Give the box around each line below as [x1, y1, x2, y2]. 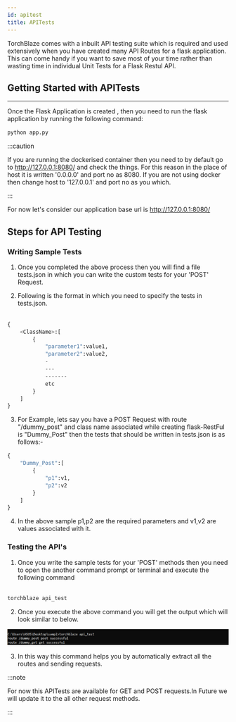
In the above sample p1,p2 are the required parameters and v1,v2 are [17, 517, 216, 525]
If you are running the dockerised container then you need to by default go [7, 156, 223, 164]
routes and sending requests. [17, 659, 103, 668]
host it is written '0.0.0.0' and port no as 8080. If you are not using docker [7, 170, 221, 179]
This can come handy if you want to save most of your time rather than [7, 54, 213, 63]
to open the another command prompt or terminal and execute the [17, 566, 209, 574]
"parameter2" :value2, [44, 351, 109, 358]
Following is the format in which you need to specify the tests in [17, 291, 202, 299]
